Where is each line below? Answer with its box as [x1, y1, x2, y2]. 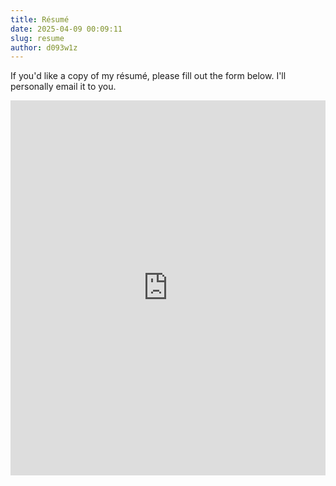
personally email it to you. [10, 81, 117, 93]
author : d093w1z [10, 42, 78, 53]
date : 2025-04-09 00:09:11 [10, 24, 123, 34]
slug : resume [10, 33, 65, 43]
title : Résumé [10, 14, 70, 25]
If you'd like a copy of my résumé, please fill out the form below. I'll [10, 70, 287, 82]
